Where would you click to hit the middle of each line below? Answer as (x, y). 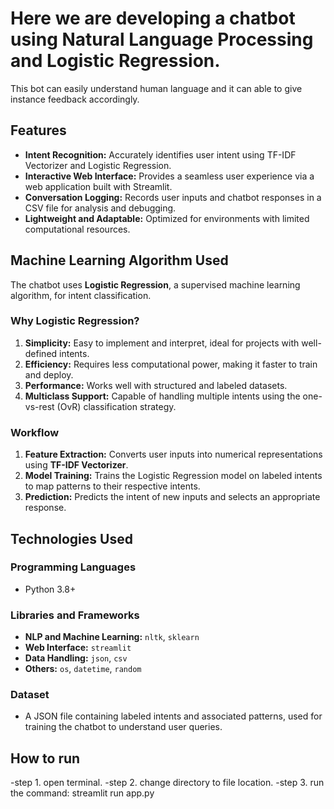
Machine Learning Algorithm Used (119, 260)
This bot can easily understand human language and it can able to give (156, 88)
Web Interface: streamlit (78, 648)
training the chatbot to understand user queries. (123, 727)
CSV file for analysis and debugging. (100, 208)
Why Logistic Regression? (75, 321)
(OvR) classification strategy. (116, 406)
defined (41, 353)
